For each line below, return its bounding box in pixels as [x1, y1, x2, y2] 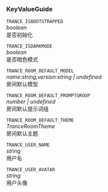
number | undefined [6, 98, 56, 105]
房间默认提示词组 [6, 105, 49, 112]
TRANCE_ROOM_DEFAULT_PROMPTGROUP [6, 93, 91, 99]
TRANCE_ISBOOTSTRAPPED [6, 19, 63, 25]
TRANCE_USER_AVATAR [6, 166, 56, 173]
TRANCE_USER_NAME [6, 142, 50, 148]
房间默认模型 [6, 81, 38, 88]
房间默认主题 [6, 130, 38, 137]
